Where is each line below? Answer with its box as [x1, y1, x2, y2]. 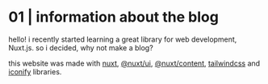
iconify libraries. [8, 66, 62, 76]
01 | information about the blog [8, 8, 220, 26]
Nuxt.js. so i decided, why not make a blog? [8, 42, 153, 52]
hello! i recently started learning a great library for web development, [8, 34, 237, 44]
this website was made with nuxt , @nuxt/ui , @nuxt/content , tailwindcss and [8, 58, 261, 68]
